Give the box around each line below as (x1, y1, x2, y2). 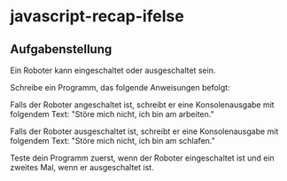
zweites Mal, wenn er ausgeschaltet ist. (10, 162, 154, 172)
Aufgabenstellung (10, 42, 112, 57)
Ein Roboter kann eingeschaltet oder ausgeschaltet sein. (10, 65, 216, 75)
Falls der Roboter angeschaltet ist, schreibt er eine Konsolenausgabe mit (10, 99, 275, 110)
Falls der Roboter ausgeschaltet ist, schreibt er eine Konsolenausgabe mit (10, 126, 279, 137)
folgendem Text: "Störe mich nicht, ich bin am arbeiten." (10, 109, 215, 119)
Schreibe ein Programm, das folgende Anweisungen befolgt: (10, 83, 230, 92)
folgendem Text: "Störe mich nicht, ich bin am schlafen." (10, 136, 215, 146)
